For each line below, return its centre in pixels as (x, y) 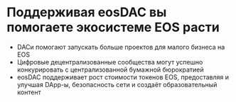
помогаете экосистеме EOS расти (113, 27)
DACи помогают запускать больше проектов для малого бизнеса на (121, 47)
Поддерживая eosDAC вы (87, 12)
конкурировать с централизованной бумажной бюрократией (110, 69)
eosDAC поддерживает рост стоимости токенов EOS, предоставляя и (123, 77)
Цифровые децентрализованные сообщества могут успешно (110, 62)
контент (29, 92)
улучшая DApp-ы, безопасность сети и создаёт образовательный (117, 84)
